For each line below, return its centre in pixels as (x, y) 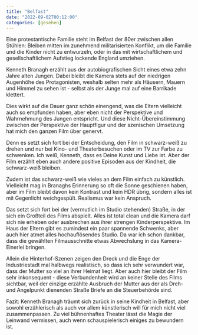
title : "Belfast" (27, 12)
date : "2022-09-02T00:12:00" (42, 17)
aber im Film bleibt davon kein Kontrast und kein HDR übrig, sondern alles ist (99, 192)
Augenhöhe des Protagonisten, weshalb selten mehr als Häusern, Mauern (96, 82)
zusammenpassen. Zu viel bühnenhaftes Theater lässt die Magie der (89, 314)
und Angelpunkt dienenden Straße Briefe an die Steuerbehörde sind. (89, 290)
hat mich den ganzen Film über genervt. (55, 131)
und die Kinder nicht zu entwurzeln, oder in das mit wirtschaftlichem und (94, 52)
